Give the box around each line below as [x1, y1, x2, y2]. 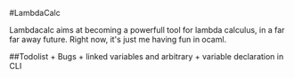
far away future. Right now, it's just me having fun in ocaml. [9, 35, 227, 44]
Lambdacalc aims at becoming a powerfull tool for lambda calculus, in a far [9, 25, 285, 35]
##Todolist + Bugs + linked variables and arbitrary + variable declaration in [9, 51, 284, 61]
